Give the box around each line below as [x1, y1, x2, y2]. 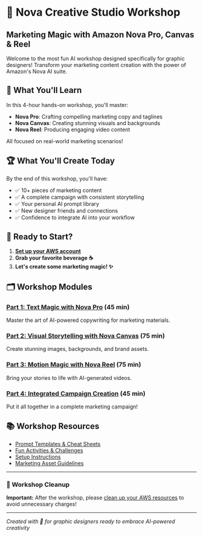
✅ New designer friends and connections [14, 207, 118, 214]
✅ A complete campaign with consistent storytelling [14, 193, 144, 201]
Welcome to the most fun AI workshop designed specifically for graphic [6, 55, 185, 62]
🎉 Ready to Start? [6, 232, 73, 242]
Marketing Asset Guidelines [14, 459, 84, 467]
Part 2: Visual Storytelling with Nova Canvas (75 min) [6, 332, 165, 340]
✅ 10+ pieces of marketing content [14, 187, 102, 194]
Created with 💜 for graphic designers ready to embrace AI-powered [6, 518, 175, 525]
